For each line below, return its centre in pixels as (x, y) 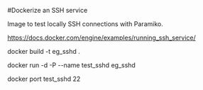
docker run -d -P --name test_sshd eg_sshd (72, 65)
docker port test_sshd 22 (44, 79)
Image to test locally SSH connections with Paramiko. (85, 24)
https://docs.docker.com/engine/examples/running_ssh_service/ (102, 38)
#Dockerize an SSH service (48, 10)
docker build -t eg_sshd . (44, 51)
